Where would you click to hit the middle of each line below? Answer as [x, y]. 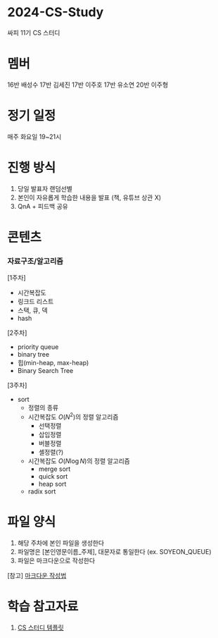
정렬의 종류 [43, 408]
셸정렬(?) [51, 452]
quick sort [53, 476]
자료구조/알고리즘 [35, 261]
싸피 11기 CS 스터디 [34, 32]
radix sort [42, 491]
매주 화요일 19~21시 [34, 136]
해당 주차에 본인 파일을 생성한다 [60, 543]
